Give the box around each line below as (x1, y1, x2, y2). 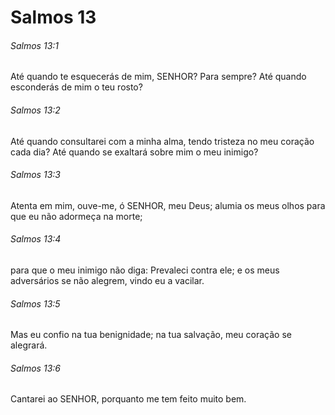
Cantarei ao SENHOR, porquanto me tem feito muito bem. (10, 393, 247, 405)
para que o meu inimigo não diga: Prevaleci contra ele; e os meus (10, 264, 280, 276)
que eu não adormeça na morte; (10, 210, 143, 222)
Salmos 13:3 (10, 169, 61, 181)
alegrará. (10, 339, 48, 351)
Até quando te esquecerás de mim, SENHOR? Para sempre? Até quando (10, 71, 307, 83)
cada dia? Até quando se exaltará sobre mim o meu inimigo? (10, 146, 259, 158)
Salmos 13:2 (10, 104, 61, 116)
